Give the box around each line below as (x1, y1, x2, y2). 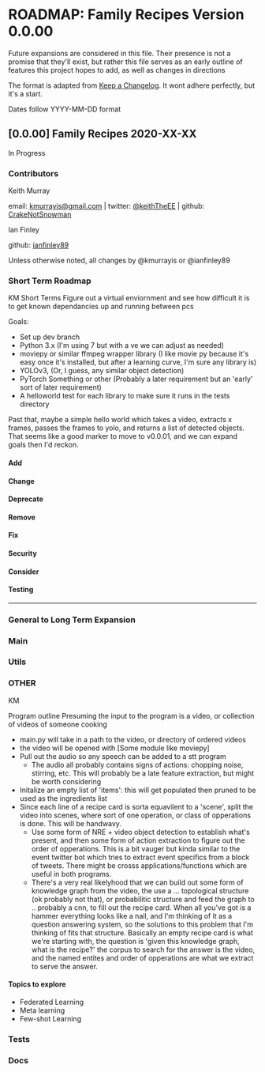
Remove (8, 512, 35, 522)
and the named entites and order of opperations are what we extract (31, 953, 254, 962)
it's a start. (8, 89, 43, 98)
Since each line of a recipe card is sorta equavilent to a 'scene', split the (19, 802, 254, 811)
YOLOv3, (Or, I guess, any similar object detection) (19, 366, 185, 376)
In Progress (8, 148, 46, 157)
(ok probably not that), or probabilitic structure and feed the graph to (31, 894, 255, 904)
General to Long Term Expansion (8, 614, 136, 625)
